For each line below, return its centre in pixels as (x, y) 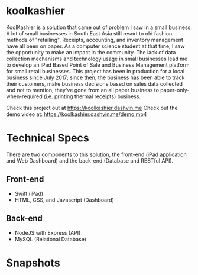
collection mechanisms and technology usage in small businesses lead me (97, 59)
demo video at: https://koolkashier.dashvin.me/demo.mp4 (77, 114)
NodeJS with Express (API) (48, 232)
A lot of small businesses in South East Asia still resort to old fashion (89, 33)
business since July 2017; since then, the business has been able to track (95, 77)
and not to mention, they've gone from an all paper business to (83, 90)
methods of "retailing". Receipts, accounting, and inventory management (95, 40)
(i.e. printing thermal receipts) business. (92, 96)
